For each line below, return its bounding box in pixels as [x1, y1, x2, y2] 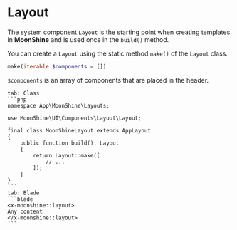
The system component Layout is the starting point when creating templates [7, 28, 231, 36]
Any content [7, 208, 43, 215]
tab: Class [7, 90, 40, 97]
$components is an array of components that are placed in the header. [7, 75, 209, 84]
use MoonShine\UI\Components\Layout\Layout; [7, 115, 142, 122]
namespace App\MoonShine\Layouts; [7, 102, 110, 109]
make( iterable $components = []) [7, 63, 107, 70]
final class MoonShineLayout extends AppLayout [7, 127, 152, 134]
